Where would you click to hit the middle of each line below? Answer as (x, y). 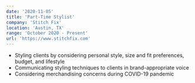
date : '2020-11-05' (30, 11)
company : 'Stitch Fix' (34, 22)
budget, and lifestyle (39, 61)
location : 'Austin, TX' (35, 28)
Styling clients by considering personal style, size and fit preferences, (99, 55)
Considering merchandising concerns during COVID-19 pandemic (94, 74)
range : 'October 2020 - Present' (47, 33)
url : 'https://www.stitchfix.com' (49, 39)
